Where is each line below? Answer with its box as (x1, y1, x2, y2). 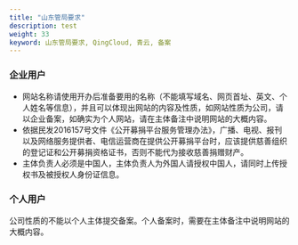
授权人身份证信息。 (52, 168, 125, 179)
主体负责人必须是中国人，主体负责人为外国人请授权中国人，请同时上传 (21, 158, 280, 168)
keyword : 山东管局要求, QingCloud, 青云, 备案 (9, 37, 172, 47)
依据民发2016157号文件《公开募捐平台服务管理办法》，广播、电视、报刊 (21, 124, 283, 135)
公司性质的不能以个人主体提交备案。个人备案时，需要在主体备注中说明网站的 (9, 215, 290, 225)
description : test (9, 21, 77, 30)
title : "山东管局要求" (9, 12, 85, 22)
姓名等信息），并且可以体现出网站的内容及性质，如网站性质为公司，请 (29, 102, 284, 112)
